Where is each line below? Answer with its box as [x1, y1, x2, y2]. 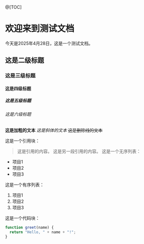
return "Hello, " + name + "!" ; [9, 230, 76, 235]
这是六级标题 [5, 111, 31, 117]
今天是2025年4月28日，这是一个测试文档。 [5, 40, 93, 46]
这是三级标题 [5, 72, 36, 79]
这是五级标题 [5, 98, 31, 103]
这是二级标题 [5, 56, 44, 65]
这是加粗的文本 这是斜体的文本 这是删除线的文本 [5, 127, 103, 133]
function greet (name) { [5, 225, 54, 230]
